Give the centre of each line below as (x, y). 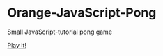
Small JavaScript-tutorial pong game (60, 32)
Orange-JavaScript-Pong (82, 13)
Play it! (17, 45)
